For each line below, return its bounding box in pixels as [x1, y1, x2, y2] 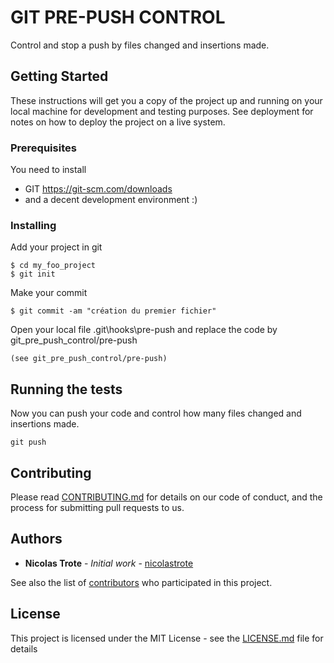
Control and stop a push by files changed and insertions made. [10, 39, 270, 51]
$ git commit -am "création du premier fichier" [10, 306, 217, 316]
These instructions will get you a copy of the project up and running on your [10, 94, 323, 106]
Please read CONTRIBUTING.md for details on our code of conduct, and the [10, 491, 323, 503]
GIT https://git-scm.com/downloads [24, 183, 173, 195]
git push [10, 437, 47, 448]
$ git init [10, 269, 56, 280]
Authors [10, 531, 63, 548]
